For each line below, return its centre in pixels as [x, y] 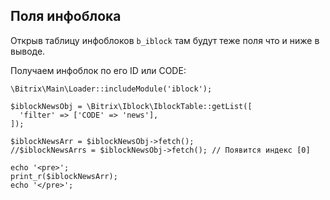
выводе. [28, 51]
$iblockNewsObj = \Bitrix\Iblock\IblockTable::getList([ [131, 106]
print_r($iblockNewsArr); [64, 176]
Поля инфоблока [66, 16]
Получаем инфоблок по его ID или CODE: [98, 70]
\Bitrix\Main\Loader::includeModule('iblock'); [111, 89]
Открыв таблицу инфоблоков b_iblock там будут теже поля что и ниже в [165, 40]
